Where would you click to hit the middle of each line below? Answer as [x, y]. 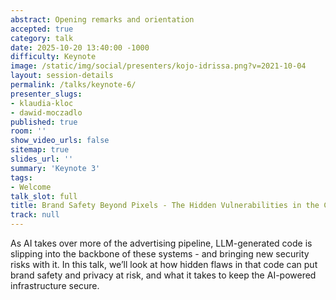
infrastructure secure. [55, 285]
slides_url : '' [42, 159]
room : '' [28, 131]
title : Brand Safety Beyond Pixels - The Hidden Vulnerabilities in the [165, 206]
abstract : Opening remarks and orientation [102, 19]
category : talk [42, 38]
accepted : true [42, 29]
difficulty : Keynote [53, 57]
